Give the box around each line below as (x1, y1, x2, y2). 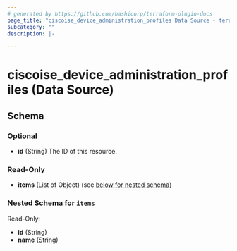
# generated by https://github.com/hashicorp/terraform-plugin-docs (7, 10, 213, 18)
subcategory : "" (7, 23, 55, 30)
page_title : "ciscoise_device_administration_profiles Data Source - (7, 17, 217, 24)
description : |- (7, 30, 55, 37)
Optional (7, 131, 37, 141)
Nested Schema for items (7, 198, 95, 208)
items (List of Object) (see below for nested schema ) (17, 180, 172, 189)
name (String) (17, 235, 59, 244)
